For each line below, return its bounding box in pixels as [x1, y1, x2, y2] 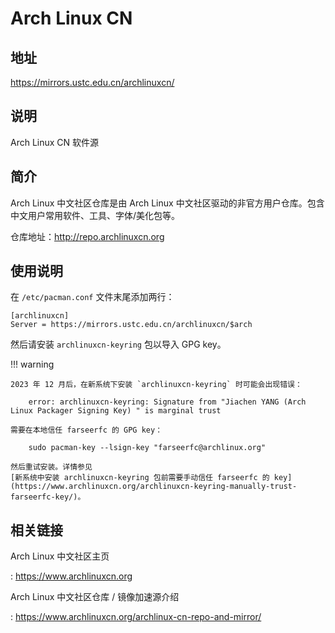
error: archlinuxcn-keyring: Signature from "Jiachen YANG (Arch [28, 397, 307, 407]
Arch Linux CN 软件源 [10, 136, 100, 148]
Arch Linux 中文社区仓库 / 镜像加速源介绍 [10, 591, 180, 603]
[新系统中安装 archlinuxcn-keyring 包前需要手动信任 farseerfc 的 [10, 473, 270, 483]
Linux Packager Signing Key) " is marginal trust [10, 406, 222, 416]
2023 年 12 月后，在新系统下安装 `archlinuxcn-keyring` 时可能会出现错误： [10, 380, 303, 390]
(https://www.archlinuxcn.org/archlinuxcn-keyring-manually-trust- [10, 482, 298, 492]
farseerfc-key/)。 [10, 492, 86, 502]
